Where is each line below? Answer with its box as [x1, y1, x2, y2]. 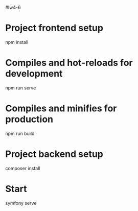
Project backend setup [5, 148, 104, 160]
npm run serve [5, 84, 36, 91]
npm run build [5, 130, 35, 136]
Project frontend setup [5, 22, 104, 34]
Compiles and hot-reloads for [5, 57, 133, 68]
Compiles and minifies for [5, 103, 117, 114]
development [5, 68, 63, 80]
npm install [5, 39, 29, 45]
